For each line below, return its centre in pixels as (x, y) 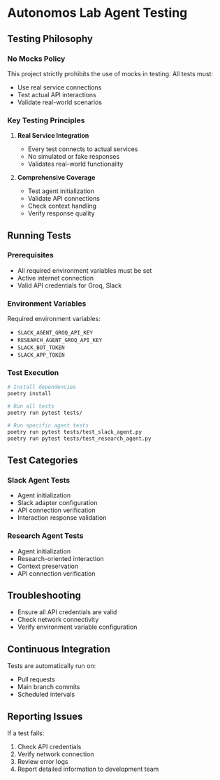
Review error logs (43, 761)
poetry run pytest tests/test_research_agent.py (79, 439)
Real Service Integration (53, 136)
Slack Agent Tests (39, 480)
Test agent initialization (61, 191)
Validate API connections (64, 199)
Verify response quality (61, 213)
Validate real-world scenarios (60, 102)
